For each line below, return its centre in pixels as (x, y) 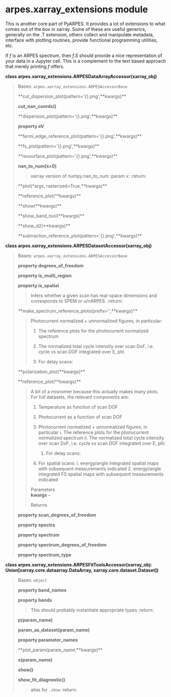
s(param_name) (35, 659)
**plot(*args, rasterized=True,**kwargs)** (62, 186)
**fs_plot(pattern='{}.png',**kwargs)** (59, 146)
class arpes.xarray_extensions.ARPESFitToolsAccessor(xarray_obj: (79, 564)
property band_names (42, 590)
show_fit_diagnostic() (41, 680)
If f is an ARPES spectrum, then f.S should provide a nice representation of (84, 56)
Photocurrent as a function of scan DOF (80, 417)
